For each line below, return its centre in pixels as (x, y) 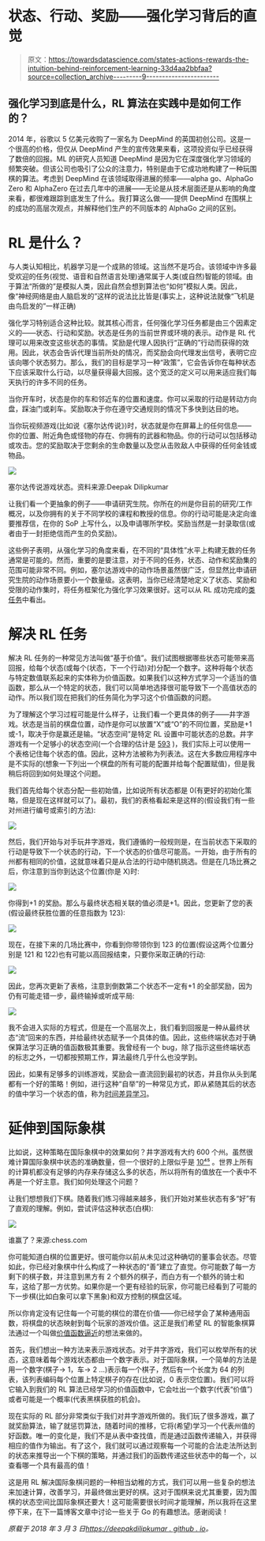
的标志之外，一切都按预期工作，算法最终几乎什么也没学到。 (105, 1057)
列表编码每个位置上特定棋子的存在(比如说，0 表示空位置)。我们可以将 (142, 1379)
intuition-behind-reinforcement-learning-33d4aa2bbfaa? (120, 68)
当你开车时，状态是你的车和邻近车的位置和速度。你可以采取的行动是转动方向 (132, 398)
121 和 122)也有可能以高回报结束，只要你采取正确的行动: (114, 954)
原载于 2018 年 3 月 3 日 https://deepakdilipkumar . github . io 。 (110, 1528)
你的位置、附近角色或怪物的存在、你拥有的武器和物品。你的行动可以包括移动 (132, 435)
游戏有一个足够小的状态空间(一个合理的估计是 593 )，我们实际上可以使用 (126, 743)
